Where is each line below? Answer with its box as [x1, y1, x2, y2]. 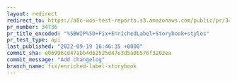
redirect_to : [6, 17, 45, 24]
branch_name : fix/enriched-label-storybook [6, 63, 137, 70]
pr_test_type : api [6, 37, 61, 44]
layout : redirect [6, 10, 58, 18]
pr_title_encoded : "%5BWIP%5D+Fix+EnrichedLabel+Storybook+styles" [6, 30, 210, 37]
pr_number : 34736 [6, 23, 58, 30]
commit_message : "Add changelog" [6, 56, 105, 63]
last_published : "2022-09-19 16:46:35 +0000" [6, 43, 143, 50]
